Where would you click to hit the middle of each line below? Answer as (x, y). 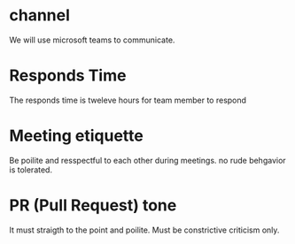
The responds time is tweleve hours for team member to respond (128, 100)
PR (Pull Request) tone (93, 205)
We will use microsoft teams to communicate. (92, 40)
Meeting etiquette (76, 136)
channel (40, 15)
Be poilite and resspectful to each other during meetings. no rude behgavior (147, 160)
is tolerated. (31, 170)
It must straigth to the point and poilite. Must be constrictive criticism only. (144, 230)
